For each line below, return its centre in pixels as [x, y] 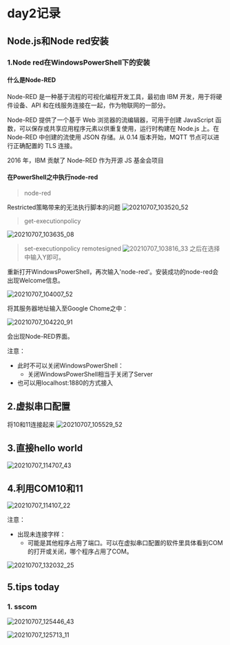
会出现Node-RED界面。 [40, 336]
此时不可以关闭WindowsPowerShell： [70, 366]
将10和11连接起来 [31, 424]
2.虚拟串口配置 [39, 406]
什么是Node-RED [32, 80]
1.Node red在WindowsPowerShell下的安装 [79, 62]
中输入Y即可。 [44, 257]
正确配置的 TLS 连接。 [44, 145]
